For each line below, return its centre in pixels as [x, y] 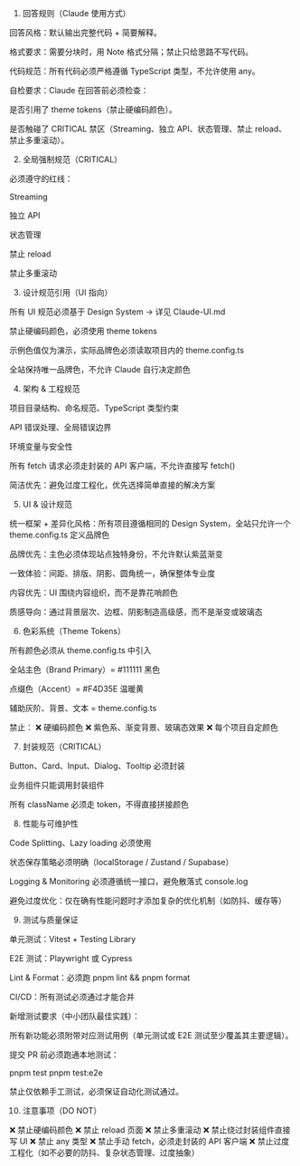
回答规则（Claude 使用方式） [76, 13]
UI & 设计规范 [47, 504]
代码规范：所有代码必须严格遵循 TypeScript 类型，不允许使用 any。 [135, 71]
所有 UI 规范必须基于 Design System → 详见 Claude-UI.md [117, 312]
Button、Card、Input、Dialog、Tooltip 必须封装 [97, 766]
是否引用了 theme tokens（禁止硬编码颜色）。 [94, 110]
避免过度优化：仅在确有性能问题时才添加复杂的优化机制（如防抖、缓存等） [148, 901]
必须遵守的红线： [41, 178]
